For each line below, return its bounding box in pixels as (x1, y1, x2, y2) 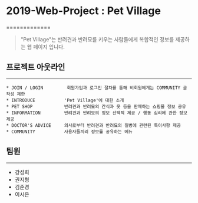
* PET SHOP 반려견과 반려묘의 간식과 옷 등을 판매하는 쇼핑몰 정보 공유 (6, 103, 187, 110)
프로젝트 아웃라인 (6, 62, 65, 72)
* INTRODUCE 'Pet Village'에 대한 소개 (6, 97, 124, 103)
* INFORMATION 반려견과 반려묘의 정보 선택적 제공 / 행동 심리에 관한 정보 (6, 110, 187, 116)
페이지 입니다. (33, 43, 65, 50)
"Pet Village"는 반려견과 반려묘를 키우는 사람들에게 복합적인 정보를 (20, 35, 174, 42)
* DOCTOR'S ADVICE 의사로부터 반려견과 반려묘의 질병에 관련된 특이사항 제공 (6, 122, 181, 128)
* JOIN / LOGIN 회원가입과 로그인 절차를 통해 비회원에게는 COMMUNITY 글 (6, 84, 187, 91)
